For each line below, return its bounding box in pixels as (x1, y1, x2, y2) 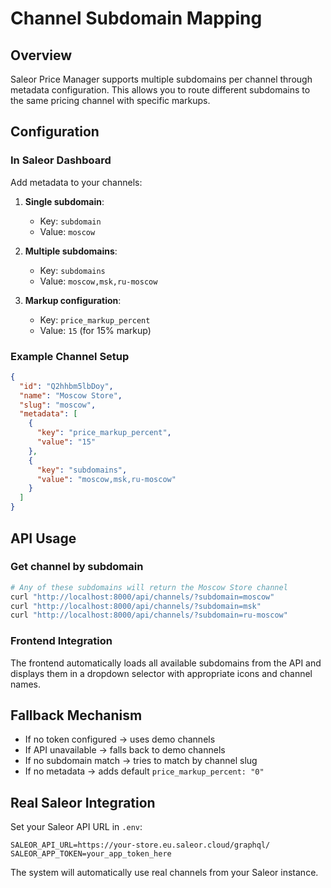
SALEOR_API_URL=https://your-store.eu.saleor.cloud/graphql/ (10, 840, 271, 851)
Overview (10, 47, 73, 64)
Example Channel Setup (10, 349, 130, 363)
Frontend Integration (10, 634, 113, 648)
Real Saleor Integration (10, 794, 156, 811)
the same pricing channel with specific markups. (10, 95, 211, 106)
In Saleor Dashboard (10, 153, 112, 167)
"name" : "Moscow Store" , (19, 390, 123, 401)
